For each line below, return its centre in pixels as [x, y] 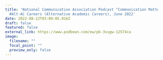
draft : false [18, 23]
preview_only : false [30, 50]
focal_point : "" [26, 45]
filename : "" [23, 41]
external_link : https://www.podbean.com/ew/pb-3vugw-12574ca [68, 32]
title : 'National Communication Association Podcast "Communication [76, 9]
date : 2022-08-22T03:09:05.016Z [38, 18]
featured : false [21, 28]
